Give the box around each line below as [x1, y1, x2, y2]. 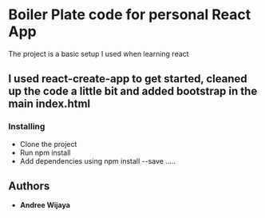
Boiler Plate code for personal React [8, 6, 251, 24]
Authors [8, 180, 50, 193]
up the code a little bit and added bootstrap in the [8, 85, 258, 98]
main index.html [8, 97, 91, 111]
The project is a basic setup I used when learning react [8, 49, 189, 58]
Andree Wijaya [19, 200, 70, 210]
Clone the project [19, 139, 77, 149]
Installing [8, 121, 45, 133]
